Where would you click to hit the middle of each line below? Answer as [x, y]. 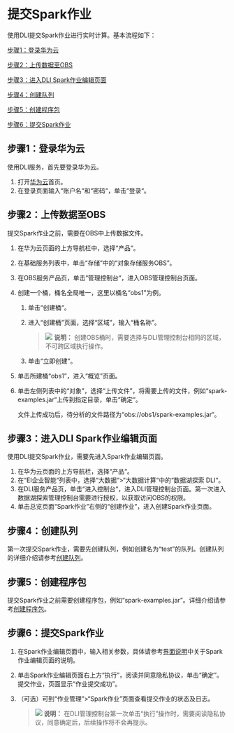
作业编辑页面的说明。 [48, 660]
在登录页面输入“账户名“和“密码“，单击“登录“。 [83, 191]
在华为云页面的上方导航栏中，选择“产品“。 [78, 248]
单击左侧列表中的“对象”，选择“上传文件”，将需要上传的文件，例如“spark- [122, 390]
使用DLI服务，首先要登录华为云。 [55, 167]
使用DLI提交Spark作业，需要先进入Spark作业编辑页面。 [87, 457]
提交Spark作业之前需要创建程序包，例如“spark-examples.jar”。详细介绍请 [114, 600]
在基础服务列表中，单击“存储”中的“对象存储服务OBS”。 [96, 263]
